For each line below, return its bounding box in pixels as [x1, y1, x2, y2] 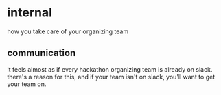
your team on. [7, 80, 47, 88]
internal [7, 5, 53, 21]
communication [7, 47, 76, 59]
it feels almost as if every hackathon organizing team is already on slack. [7, 65, 213, 73]
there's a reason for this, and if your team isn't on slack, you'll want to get [7, 72, 216, 81]
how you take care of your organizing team [7, 27, 129, 36]
